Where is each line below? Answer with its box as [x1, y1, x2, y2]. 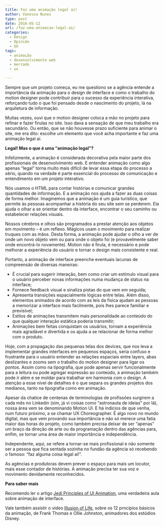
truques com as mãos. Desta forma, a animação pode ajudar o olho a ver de [5, 232, 158, 237]
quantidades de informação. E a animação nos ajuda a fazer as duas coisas [5, 190, 158, 196]
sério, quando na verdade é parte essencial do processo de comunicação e [5, 171, 158, 176]
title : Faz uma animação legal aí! [5, 7, 78, 12]
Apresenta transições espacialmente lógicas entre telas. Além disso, [12, 292, 150, 298]
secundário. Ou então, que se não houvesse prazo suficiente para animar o [5, 125, 157, 131]
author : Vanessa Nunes [5, 12, 51, 17]
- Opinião [9, 39, 29, 44]
